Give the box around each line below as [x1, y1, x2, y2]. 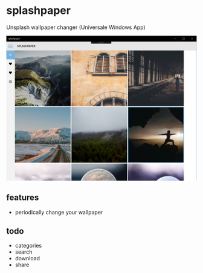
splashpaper [6, 4, 71, 18]
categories [14, 242, 42, 249]
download [14, 255, 40, 262]
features [6, 193, 39, 203]
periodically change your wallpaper [14, 208, 103, 216]
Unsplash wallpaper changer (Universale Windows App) [6, 24, 146, 31]
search [14, 248, 33, 255]
